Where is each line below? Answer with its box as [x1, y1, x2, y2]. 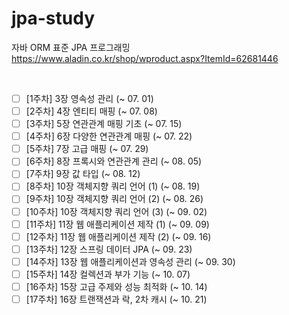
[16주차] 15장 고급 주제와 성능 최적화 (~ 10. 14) [25, 280, 208, 292]
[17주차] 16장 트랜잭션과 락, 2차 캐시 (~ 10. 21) [25, 293, 208, 305]
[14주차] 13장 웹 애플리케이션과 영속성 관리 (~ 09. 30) [25, 255, 236, 267]
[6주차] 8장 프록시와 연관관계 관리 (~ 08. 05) [25, 155, 203, 167]
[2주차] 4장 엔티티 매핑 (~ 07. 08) [25, 105, 158, 117]
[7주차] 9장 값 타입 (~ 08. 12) [25, 168, 141, 180]
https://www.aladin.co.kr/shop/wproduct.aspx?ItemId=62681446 [11, 52, 279, 64]
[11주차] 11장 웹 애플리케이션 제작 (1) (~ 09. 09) [25, 218, 210, 230]
